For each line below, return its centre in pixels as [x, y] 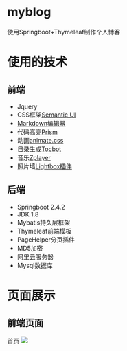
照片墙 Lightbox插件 [44, 166]
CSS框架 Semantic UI [46, 115]
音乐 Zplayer [34, 157]
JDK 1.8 [28, 214]
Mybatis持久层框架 [44, 222]
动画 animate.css [40, 140]
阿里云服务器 [35, 257]
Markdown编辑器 [41, 123]
